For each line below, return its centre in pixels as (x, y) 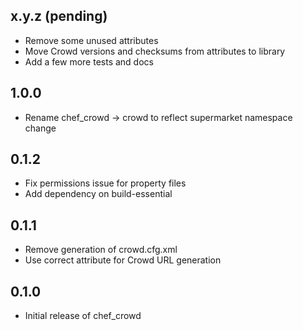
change (40, 128)
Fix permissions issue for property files (105, 183)
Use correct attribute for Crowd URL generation (123, 260)
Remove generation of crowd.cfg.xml (101, 250)
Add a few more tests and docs (89, 61)
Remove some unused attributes (91, 40)
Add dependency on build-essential (98, 194)
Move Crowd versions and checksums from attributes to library (155, 51)
